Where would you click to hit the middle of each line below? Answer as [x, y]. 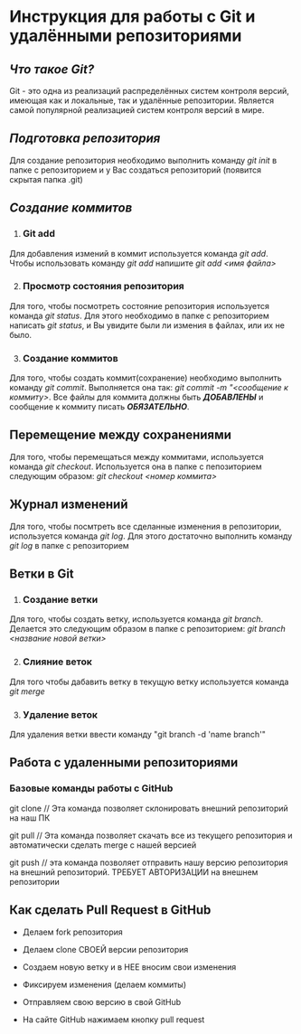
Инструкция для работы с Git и [132, 17]
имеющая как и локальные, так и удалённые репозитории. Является [142, 100]
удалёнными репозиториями [126, 36]
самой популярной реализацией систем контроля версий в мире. [137, 110]
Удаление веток [60, 714]
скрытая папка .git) [46, 179]
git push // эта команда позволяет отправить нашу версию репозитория [149, 862]
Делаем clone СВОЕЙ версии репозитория [105, 949]
